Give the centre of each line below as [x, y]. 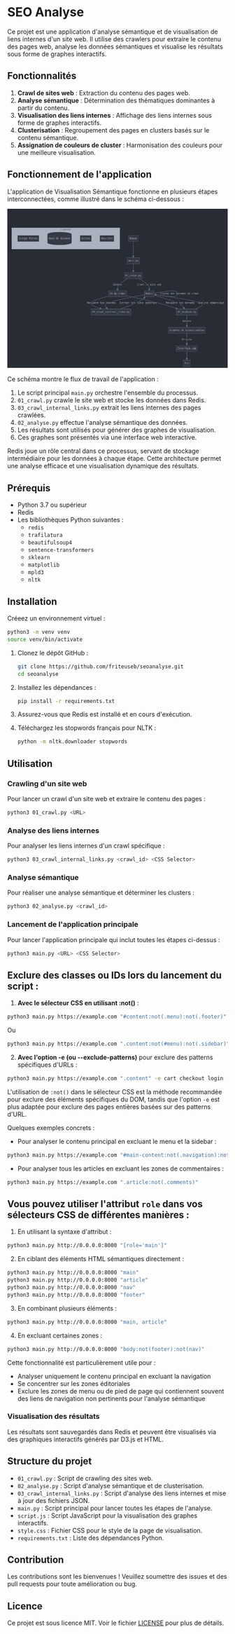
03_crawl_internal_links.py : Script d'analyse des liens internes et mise [122, 1493]
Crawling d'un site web [47, 784]
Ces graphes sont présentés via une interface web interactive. [107, 437]
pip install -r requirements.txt [66, 701]
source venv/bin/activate [45, 639]
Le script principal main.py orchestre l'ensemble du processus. [108, 393]
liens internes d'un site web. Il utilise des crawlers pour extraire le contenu [114, 39]
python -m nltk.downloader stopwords [72, 742]
